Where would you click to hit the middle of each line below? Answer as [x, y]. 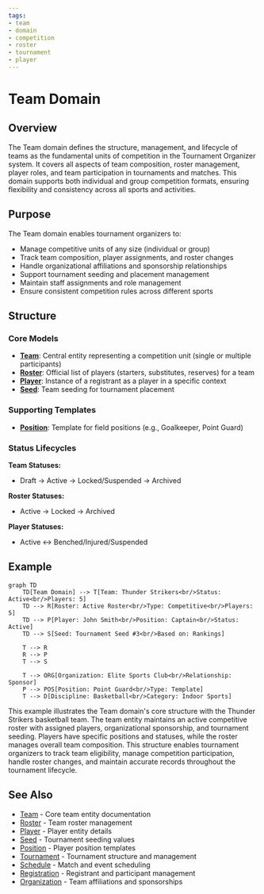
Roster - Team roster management [76, 823]
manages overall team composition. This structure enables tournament [124, 744]
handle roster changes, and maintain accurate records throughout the [122, 762]
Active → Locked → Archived [67, 511]
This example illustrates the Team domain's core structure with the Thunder [132, 711]
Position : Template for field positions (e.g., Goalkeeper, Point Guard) [132, 427]
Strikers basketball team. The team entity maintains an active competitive [128, 719]
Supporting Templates [52, 410]
